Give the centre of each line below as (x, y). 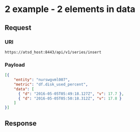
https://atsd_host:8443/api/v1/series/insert (53, 52)
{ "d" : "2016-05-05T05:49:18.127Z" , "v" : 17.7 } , (71, 93)
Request (18, 28)
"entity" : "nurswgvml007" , (42, 80)
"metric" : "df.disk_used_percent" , (51, 84)
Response (21, 123)
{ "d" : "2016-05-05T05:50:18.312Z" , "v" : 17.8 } (70, 98)
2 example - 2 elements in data (70, 9)
